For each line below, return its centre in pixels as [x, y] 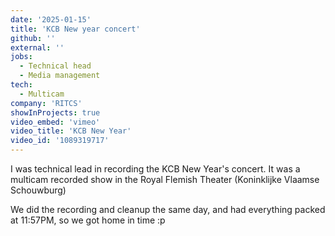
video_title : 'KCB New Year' [71, 131]
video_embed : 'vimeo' [55, 122]
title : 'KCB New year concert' [75, 29]
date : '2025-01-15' [51, 19]
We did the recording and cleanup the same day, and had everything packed [168, 209]
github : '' [33, 38]
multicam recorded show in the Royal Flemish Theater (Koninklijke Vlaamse [165, 179]
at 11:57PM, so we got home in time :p [88, 220]
